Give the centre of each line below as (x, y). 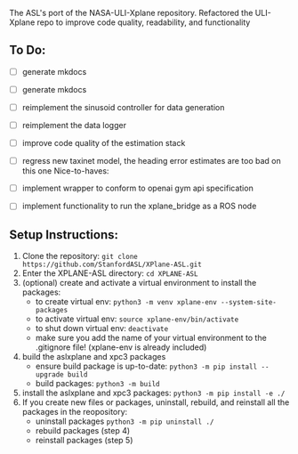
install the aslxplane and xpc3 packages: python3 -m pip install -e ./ (153, 393)
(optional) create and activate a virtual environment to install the (139, 283)
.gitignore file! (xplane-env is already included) (121, 347)
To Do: (28, 50)
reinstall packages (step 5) (84, 441)
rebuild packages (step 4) (83, 431)
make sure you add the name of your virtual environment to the (151, 338)
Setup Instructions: (64, 235)
